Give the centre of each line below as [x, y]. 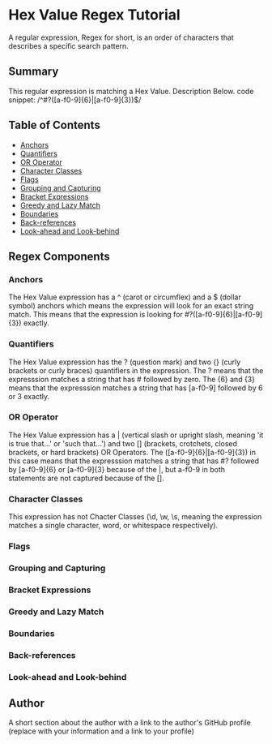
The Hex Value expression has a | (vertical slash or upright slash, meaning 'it [136, 435]
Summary [34, 72]
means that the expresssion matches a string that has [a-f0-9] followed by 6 [136, 388]
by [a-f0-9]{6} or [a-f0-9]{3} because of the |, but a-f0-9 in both [117, 469]
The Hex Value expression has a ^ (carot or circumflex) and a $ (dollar [125, 297]
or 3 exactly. [29, 396]
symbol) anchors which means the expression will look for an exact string [131, 306]
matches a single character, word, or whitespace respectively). [113, 526]
